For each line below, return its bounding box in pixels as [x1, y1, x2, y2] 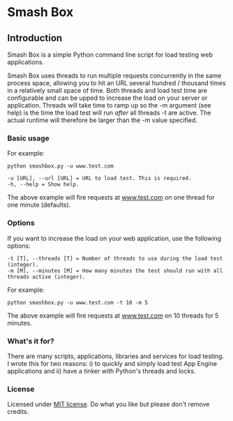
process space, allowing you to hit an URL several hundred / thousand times [7, 79, 226, 87]
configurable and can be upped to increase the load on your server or [7, 94, 208, 102]
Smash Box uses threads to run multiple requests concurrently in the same [7, 71, 222, 80]
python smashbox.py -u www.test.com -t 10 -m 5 [7, 299, 149, 306]
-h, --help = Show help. [7, 181, 80, 189]
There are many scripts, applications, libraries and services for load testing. [7, 352, 225, 360]
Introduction [7, 32, 63, 44]
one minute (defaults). [7, 200, 71, 209]
